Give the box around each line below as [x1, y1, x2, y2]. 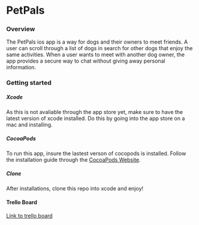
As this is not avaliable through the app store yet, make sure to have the [6, 109, 183, 116]
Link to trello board [6, 212, 53, 219]
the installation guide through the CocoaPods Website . [6, 156, 141, 164]
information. [6, 64, 37, 71]
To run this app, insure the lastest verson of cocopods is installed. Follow [6, 150, 186, 157]
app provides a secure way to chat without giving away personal [6, 57, 166, 64]
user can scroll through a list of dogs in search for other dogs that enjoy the [6, 45, 193, 52]
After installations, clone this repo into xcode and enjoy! [6, 185, 144, 192]
